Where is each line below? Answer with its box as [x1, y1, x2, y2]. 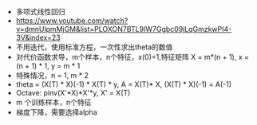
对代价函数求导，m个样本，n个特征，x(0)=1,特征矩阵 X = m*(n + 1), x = [15, 53, 250, 61]
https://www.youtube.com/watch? [15, 16, 128, 25]
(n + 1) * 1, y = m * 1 [15, 61, 81, 70]
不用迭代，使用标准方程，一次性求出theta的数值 [15, 42, 173, 52]
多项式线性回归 [15, 7, 65, 16]
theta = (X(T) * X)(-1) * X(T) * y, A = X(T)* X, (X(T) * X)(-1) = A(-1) [15, 80, 232, 89]
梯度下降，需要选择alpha [15, 107, 97, 117]
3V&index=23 [15, 33, 61, 42]
